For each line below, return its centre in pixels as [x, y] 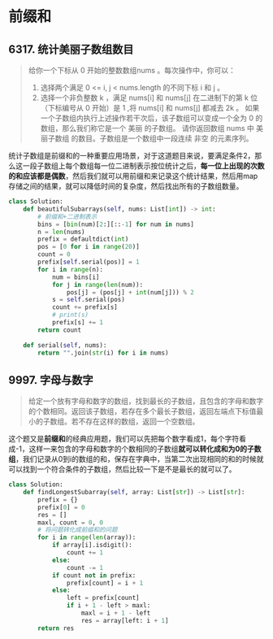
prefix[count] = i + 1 [105, 583]
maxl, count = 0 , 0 [71, 522]
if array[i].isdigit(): [92, 546]
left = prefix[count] [103, 598]
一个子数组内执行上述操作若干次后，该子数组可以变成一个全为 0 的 [152, 118]
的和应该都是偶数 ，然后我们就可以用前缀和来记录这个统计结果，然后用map [133, 176]
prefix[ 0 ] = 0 [61, 507]
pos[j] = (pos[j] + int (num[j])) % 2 [130, 292]
